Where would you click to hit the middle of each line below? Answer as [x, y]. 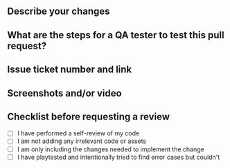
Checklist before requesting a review [89, 116]
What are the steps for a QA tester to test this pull [116, 35]
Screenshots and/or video [65, 93]
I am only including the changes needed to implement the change [110, 149]
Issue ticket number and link [70, 70]
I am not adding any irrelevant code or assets [82, 141]
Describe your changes [59, 11]
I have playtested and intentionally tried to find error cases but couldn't [118, 157]
